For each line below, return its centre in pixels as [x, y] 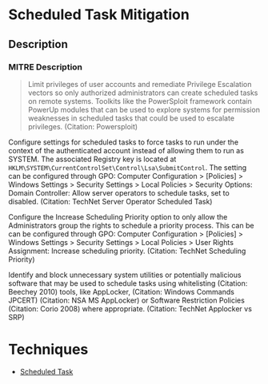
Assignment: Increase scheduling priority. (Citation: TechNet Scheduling [127, 251]
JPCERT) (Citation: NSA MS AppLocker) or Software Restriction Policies [127, 300]
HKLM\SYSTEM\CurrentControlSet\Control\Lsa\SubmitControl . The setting [128, 167]
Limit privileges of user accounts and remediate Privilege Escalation [140, 84]
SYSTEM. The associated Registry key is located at [92, 159]
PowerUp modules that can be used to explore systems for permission [144, 109]
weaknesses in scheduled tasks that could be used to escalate [131, 118]
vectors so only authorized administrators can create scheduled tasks [143, 93]
